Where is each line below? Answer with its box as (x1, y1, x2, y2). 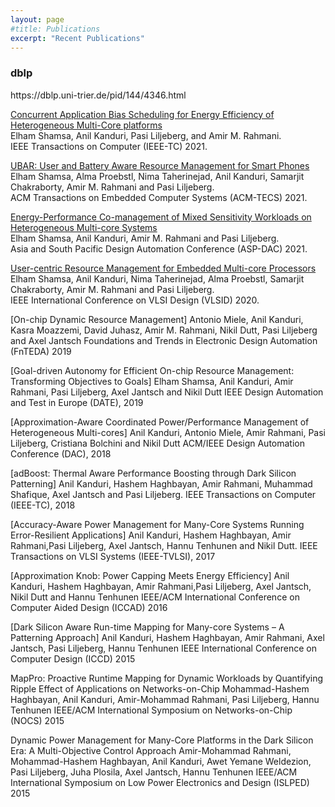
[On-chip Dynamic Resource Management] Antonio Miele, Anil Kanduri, (10, 313, 304, 325)
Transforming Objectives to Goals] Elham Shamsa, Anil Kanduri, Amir (10, 375, 294, 387)
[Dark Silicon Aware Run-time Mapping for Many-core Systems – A (10, 621, 285, 633)
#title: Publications (10, 24, 101, 34)
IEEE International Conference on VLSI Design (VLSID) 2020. (10, 294, 260, 306)
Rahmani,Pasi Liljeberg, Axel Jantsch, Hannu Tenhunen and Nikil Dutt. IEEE (10, 539, 318, 551)
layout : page (10, 14, 65, 25)
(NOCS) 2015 (10, 714, 65, 726)
